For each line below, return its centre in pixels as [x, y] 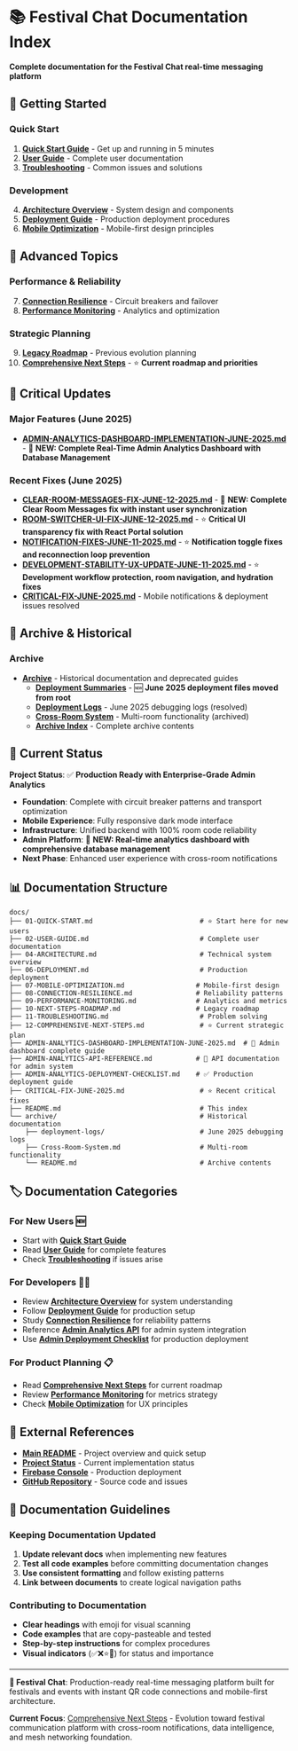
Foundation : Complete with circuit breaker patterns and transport [141, 802]
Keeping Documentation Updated [83, 1535]
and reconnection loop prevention [86, 554]
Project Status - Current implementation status [108, 1463]
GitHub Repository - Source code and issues [105, 1481]
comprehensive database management [96, 849]
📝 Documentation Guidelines [90, 1509]
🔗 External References [72, 1432]
